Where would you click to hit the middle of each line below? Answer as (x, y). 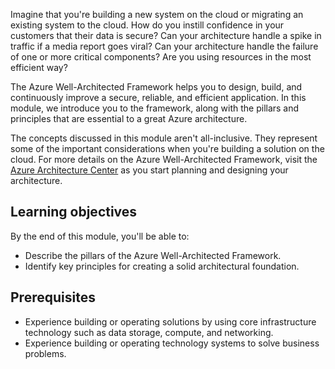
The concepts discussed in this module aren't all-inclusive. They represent (164, 138)
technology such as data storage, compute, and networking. (149, 332)
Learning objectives (74, 212)
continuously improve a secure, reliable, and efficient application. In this (158, 97)
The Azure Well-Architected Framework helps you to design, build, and (156, 87)
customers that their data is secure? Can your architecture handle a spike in (166, 35)
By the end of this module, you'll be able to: (100, 236)
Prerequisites (53, 297)
